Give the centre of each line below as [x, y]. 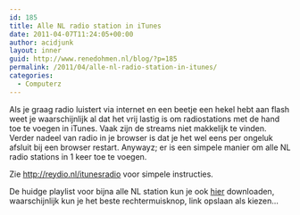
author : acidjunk [42, 42]
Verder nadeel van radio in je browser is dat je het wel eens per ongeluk [142, 137]
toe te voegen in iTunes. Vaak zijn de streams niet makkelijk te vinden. [138, 128]
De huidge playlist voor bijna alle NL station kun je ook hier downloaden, [142, 191]
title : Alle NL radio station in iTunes [86, 26]
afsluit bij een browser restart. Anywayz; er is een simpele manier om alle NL [150, 147]
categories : [31, 76]
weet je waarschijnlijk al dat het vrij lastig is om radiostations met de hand [144, 119]
